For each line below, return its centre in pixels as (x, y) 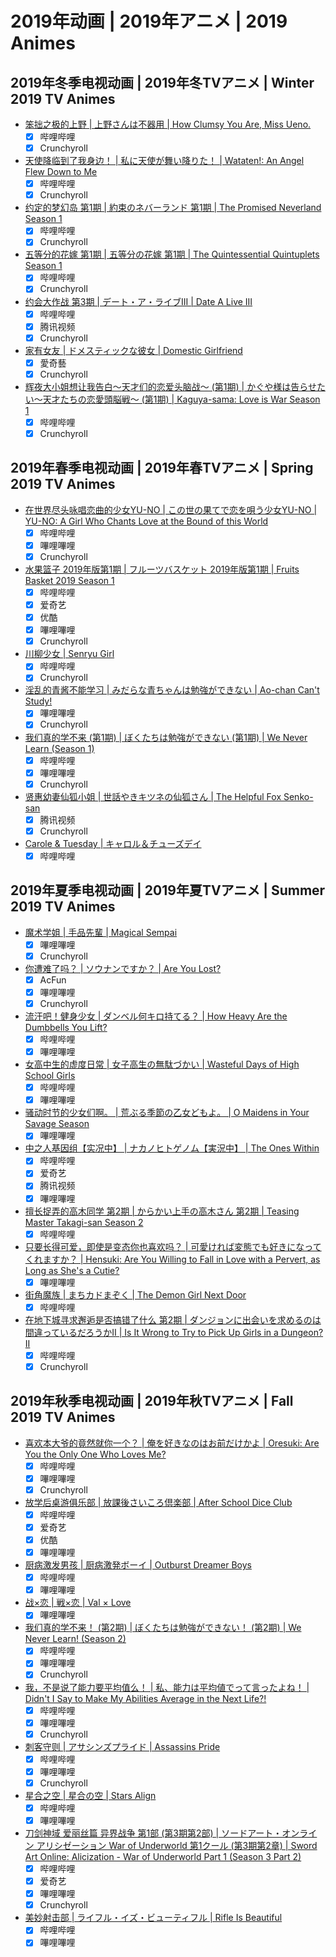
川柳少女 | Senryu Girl (69, 654)
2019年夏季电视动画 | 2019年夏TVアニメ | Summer (168, 890)
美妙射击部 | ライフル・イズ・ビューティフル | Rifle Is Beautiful (153, 1918)
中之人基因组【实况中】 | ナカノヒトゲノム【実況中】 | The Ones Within (172, 1148)
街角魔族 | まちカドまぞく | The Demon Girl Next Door (135, 1294)
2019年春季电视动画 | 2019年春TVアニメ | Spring (162, 468)
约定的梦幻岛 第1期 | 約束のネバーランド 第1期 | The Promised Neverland (173, 208)
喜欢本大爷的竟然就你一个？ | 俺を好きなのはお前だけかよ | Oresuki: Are (172, 1443)
